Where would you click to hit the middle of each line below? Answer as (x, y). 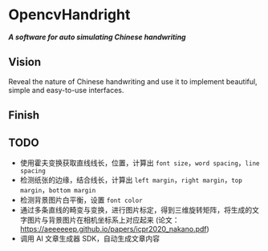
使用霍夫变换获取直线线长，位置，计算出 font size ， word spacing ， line (140, 163)
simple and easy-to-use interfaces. (66, 90)
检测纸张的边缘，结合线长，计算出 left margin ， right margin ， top (131, 180)
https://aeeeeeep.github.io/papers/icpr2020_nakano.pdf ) (115, 229)
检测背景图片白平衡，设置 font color (81, 200)
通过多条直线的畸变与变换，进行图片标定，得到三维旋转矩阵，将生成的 (136, 209)
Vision (25, 62)
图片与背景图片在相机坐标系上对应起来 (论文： (103, 220)
